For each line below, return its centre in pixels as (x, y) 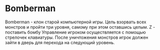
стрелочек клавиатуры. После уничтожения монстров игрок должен (77, 37)
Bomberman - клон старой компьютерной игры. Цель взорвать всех (76, 22)
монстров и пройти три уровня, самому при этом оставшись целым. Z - (80, 27)
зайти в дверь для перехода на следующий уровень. (60, 42)
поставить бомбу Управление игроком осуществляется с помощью (76, 32)
